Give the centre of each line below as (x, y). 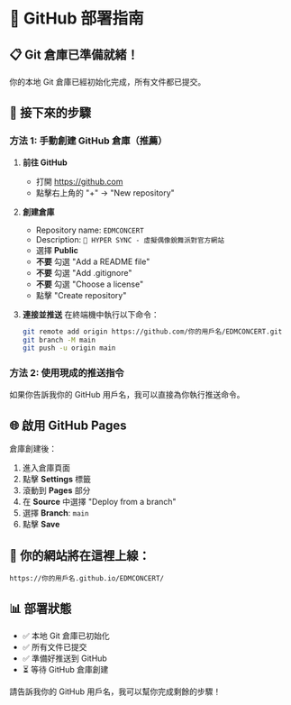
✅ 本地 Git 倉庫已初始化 (66, 636)
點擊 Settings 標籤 (57, 480)
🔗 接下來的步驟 (50, 113)
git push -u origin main (69, 348)
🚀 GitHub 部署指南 (77, 18)
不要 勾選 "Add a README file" (93, 261)
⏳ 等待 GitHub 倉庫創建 (65, 670)
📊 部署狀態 (41, 608)
